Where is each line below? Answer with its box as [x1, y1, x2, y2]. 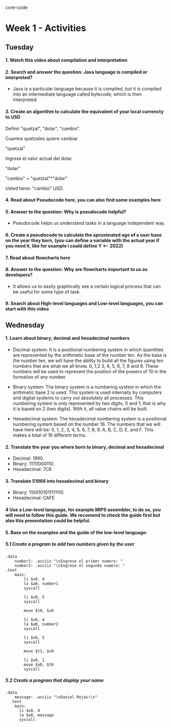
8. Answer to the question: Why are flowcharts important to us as [5, 266, 148, 272]
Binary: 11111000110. [12, 461, 55, 467]
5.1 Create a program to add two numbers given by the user [5, 541, 135, 547]
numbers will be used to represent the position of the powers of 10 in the [12, 368, 167, 374]
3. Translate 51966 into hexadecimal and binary [5, 478, 109, 484]
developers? [5, 272, 33, 278]
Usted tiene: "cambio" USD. [5, 185, 64, 191]
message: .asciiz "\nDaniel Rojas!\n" [14, 695, 98, 700]
